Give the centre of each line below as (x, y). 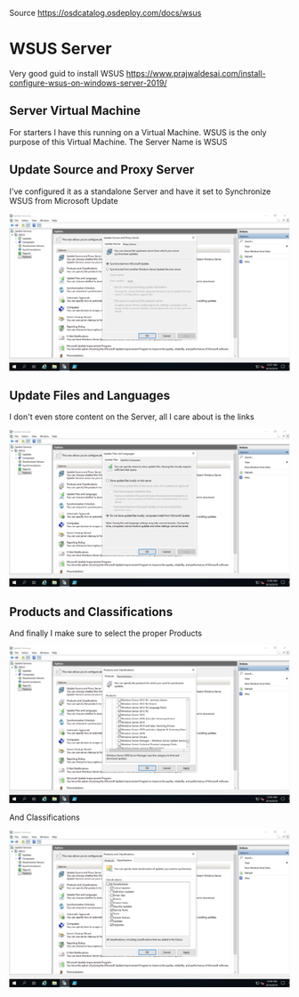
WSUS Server (61, 49)
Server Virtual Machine (75, 111)
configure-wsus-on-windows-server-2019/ (88, 83)
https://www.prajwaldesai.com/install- (196, 73)
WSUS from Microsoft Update (64, 200)
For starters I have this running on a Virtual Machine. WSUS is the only (138, 132)
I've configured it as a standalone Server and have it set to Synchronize (140, 191)
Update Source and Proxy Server (102, 170)
